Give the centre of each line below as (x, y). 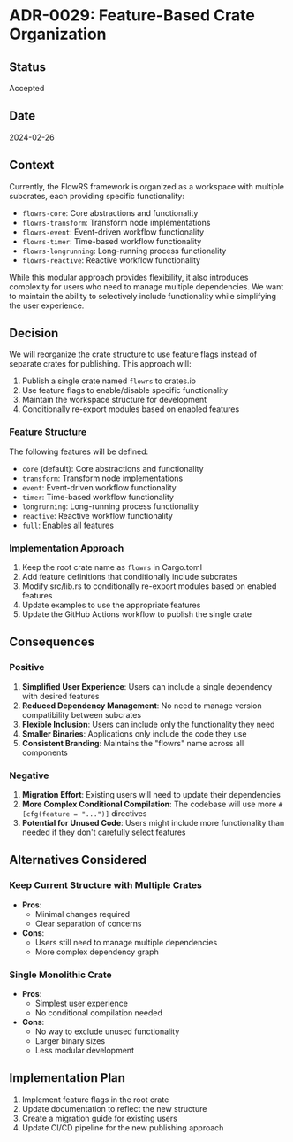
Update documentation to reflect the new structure (114, 1108)
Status (28, 67)
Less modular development (85, 1050)
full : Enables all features (68, 525)
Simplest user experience (81, 1003)
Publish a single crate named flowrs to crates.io (109, 381)
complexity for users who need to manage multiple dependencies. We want (146, 286)
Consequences (52, 642)
